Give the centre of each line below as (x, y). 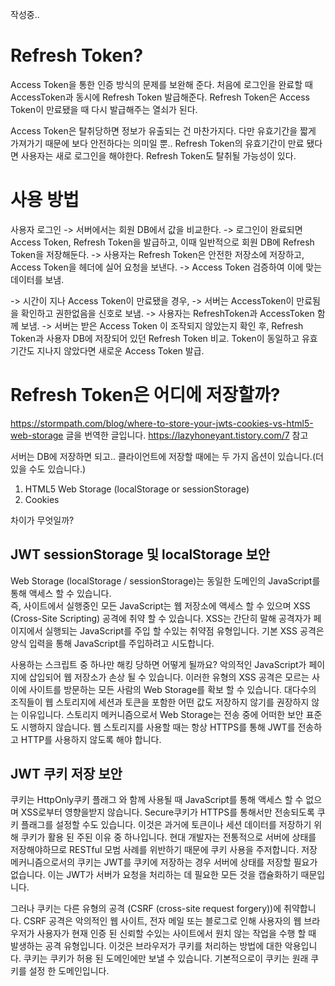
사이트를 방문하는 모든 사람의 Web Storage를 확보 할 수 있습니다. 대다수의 (172, 689)
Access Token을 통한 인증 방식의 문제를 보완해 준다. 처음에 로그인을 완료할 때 (161, 84)
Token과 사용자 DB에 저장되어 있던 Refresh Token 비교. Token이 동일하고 (155, 338)
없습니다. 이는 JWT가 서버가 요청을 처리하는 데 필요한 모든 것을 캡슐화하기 (154, 875)
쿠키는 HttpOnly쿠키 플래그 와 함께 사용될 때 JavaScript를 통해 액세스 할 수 (157, 800)
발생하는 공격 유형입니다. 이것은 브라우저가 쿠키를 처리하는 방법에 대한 (146, 946)
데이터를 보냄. (37, 279)
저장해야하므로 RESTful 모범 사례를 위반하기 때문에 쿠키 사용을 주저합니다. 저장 (164, 850)
